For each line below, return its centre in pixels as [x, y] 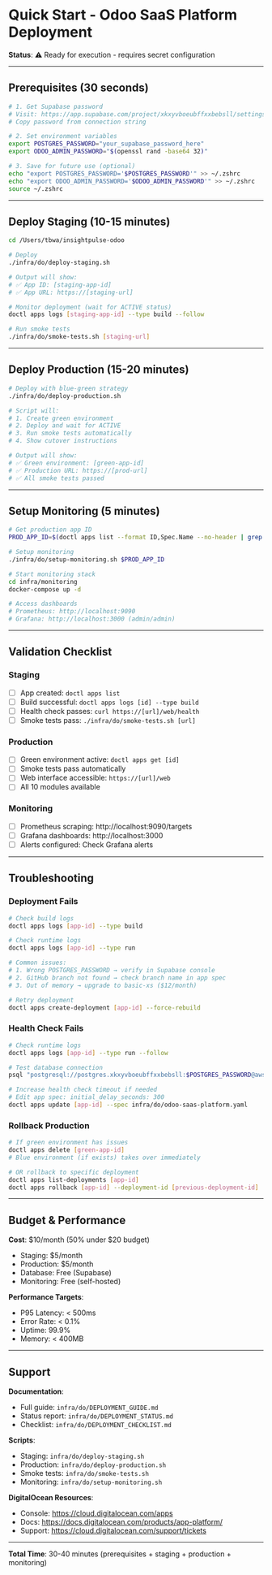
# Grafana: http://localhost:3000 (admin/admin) [92, 619]
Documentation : [36, 1391]
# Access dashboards [43, 604]
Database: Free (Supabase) [66, 1273]
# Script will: [34, 411]
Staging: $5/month [51, 1256]
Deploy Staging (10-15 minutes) [89, 221]
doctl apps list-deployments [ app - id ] [74, 1179]
